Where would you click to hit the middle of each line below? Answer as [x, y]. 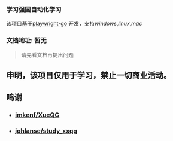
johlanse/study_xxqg [46, 131]
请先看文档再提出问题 [47, 54]
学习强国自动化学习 [34, 9]
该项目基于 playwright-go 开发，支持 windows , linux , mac [74, 24]
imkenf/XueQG [37, 115]
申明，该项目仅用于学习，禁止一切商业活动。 [89, 75]
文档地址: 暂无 [26, 41]
